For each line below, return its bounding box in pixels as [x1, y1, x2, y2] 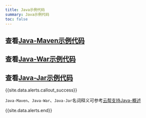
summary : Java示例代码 [5, 12, 49, 17]
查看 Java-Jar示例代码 [5, 73, 73, 82]
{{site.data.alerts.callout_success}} [5, 87, 77, 93]
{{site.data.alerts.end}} [5, 107, 52, 113]
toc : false [5, 16, 28, 21]
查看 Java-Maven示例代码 [5, 36, 85, 45]
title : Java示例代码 [5, 7, 45, 12]
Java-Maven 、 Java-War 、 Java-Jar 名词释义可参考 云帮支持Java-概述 [5, 97, 141, 103]
